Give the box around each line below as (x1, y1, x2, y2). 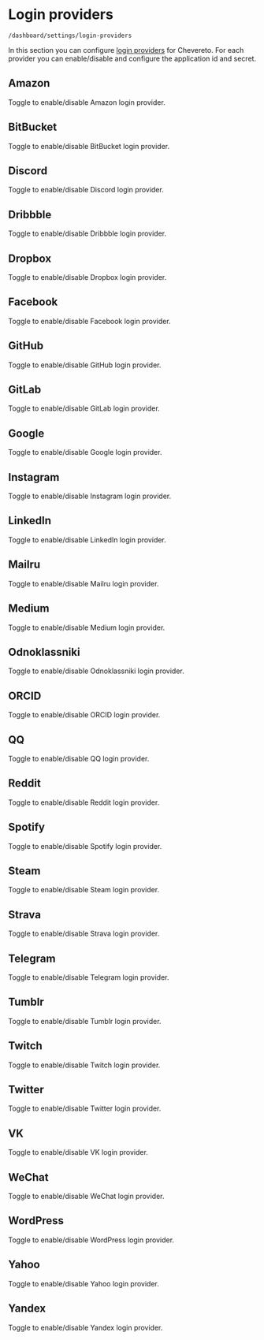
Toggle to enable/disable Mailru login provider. (8, 579, 159, 588)
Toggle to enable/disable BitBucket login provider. (8, 141, 170, 151)
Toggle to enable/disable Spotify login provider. (8, 841, 162, 851)
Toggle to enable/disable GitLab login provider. (8, 404, 160, 413)
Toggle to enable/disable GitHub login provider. (8, 360, 162, 370)
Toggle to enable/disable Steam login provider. (8, 885, 160, 895)
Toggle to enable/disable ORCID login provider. (8, 710, 161, 720)
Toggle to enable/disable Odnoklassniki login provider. (8, 666, 184, 676)
